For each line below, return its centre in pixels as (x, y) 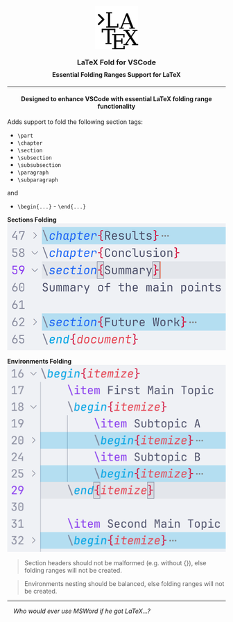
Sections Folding (32, 220)
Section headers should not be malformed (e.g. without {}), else (115, 562)
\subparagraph (37, 180)
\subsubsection (39, 165)
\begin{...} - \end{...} (52, 206)
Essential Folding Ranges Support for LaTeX (116, 74)
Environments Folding (40, 361)
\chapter (30, 143)
